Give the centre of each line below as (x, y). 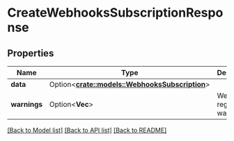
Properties (31, 53)
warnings (27, 104)
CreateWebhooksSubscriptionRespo (115, 13)
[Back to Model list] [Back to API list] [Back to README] (87, 130)
